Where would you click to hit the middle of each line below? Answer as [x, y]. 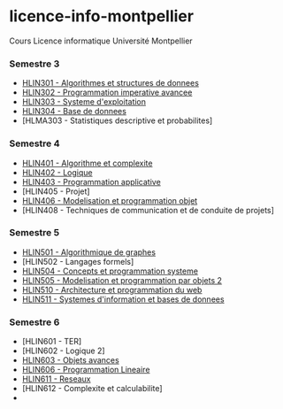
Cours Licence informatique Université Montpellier [101, 41]
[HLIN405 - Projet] [56, 191]
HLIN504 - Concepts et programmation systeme [110, 271]
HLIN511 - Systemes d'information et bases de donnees [123, 299]
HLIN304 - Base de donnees [74, 112]
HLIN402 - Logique [57, 172]
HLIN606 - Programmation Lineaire [86, 370]
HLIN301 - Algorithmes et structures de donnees [110, 83]
